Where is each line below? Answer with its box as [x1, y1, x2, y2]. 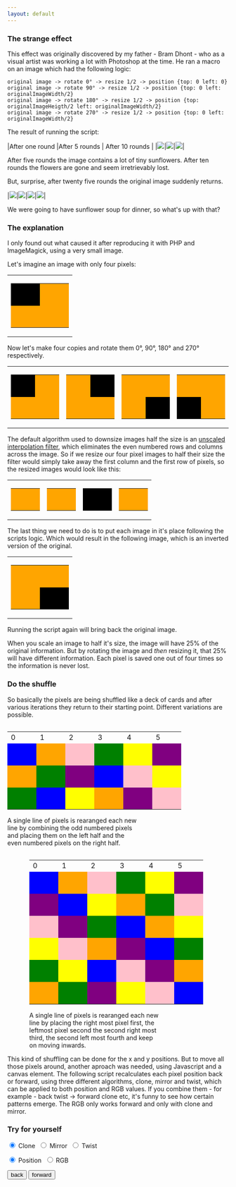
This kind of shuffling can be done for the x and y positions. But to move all [7, 1054, 225, 1063]
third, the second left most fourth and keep [29, 1033, 153, 1042]
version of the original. [7, 542, 72, 550]
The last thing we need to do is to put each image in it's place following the [7, 527, 224, 535]
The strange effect [7, 33, 72, 43]
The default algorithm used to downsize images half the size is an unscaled [7, 435, 225, 444]
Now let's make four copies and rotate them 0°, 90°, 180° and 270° [7, 343, 200, 353]
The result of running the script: [7, 128, 100, 136]
